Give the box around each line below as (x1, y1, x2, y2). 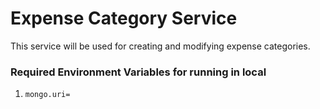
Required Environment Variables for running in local (10, 65, 267, 79)
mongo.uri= (24, 90, 71, 100)
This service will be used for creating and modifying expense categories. (10, 40, 311, 52)
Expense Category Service (10, 7, 238, 30)
